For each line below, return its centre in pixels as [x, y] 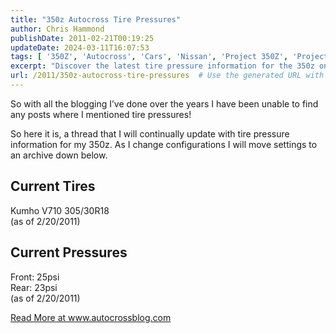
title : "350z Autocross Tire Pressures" [96, 19]
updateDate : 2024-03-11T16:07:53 [80, 47]
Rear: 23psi [34, 287]
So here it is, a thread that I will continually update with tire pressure [150, 133]
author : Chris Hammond [57, 29]
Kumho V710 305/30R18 [60, 210]
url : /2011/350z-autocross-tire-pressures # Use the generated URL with [167, 76]
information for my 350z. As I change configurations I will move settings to [164, 144]
